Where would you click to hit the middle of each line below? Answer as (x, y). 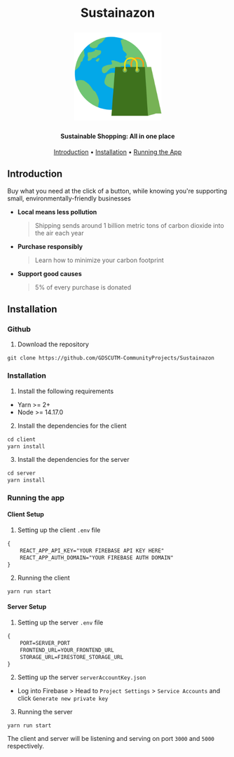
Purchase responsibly (50, 246)
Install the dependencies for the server (73, 459)
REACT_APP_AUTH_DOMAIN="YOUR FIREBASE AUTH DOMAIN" (97, 558)
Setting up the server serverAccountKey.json (82, 677)
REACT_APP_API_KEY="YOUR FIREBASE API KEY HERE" (92, 551)
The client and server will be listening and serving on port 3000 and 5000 (111, 738)
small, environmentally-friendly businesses (69, 198)
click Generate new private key (63, 698)
